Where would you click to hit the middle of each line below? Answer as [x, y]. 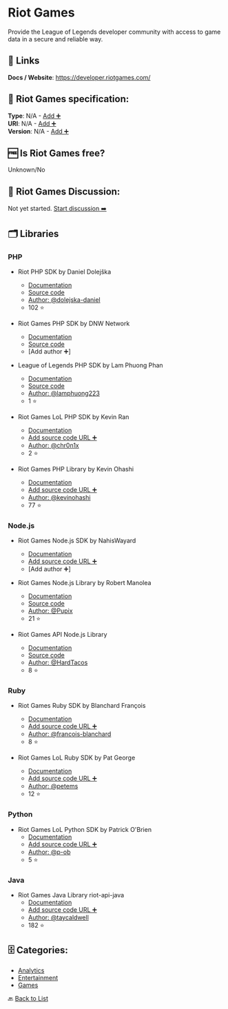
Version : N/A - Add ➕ [39, 131]
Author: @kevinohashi [59, 497]
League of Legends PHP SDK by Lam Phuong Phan [91, 365]
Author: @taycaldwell [58, 917]
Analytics [31, 970]
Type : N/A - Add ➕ [34, 116]
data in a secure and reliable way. [55, 39]
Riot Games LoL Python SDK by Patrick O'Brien [85, 829]
